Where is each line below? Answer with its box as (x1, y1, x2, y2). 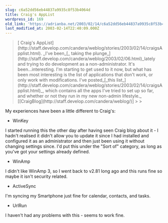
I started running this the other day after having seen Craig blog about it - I (5, 127, 158, 133)
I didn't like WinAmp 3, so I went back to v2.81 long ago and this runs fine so (5, 168, 162, 174)
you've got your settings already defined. (5, 149, 90, 155)
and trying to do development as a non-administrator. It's (17, 61, 135, 67)
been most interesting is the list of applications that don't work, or (17, 72, 153, 78)
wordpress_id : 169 (5, 17, 43, 22)
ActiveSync (12, 183, 36, 189)
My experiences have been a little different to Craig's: (5, 108, 116, 114)
